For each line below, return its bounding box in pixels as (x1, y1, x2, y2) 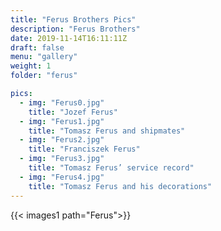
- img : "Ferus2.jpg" (19, 135, 105, 145)
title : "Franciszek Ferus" (28, 144, 141, 155)
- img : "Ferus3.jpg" (19, 154, 105, 164)
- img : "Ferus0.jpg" (19, 97, 105, 108)
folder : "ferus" (10, 71, 78, 81)
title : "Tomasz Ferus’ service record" (28, 163, 195, 173)
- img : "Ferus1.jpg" (19, 116, 105, 126)
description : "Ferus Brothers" (10, 24, 141, 34)
